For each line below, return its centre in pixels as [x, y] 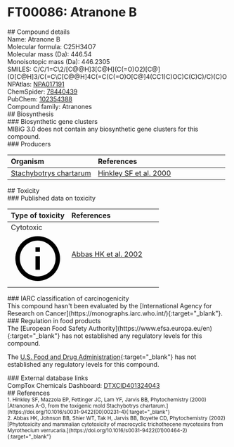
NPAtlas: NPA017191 [36, 84]
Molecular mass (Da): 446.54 [50, 54]
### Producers [29, 144]
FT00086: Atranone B [72, 12]
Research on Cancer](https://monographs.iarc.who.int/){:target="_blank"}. [115, 313]
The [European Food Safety [47, 329]
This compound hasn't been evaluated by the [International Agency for [110, 306]
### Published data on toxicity [52, 198]
